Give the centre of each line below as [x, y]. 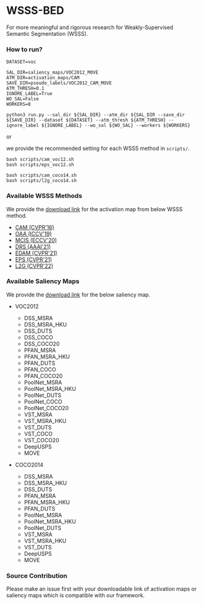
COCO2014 [29, 465]
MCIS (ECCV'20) [36, 240]
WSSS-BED [35, 11]
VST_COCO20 [41, 440]
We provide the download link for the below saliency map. [78, 295]
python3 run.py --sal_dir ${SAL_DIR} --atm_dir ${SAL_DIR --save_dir [96, 115]
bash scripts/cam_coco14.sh [42, 175]
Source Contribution [37, 575]
